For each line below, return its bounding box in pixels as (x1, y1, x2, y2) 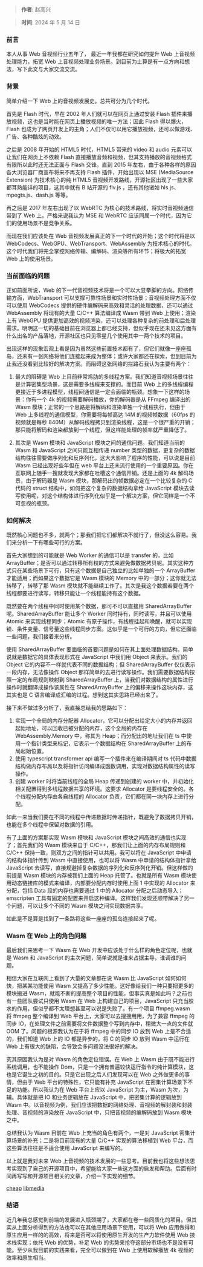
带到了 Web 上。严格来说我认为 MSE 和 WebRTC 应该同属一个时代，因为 (6, 212, 187, 219)
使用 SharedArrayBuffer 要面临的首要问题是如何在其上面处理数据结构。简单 (6, 646, 194, 653)
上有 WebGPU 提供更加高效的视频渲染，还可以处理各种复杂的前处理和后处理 (6, 317, 196, 324)
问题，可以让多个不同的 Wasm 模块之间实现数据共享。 (11, 902, 147, 910)
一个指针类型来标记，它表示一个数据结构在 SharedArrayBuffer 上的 (20, 740, 187, 747)
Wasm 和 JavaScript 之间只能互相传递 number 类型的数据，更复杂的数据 (14, 446, 195, 454)
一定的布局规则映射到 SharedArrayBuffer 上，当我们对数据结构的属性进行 (11, 676, 194, 683)
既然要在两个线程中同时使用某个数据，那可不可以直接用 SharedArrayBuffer (6, 603, 192, 610)
